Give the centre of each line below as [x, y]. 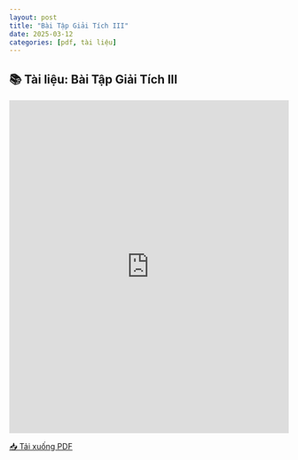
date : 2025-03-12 [41, 34]
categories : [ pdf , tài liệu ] [63, 42]
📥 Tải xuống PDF [41, 447]
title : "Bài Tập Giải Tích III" [69, 26]
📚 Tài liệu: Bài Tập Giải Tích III [94, 79]
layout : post [33, 17]
